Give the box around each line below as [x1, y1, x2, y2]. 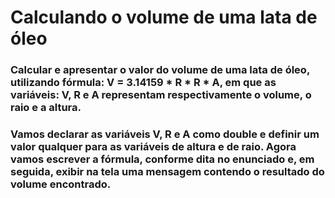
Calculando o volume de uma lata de [10, 6, 318, 29]
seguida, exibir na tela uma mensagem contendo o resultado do [10, 165, 325, 179]
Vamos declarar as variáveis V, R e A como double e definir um [10, 127, 320, 141]
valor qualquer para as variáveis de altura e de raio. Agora [10, 140, 297, 154]
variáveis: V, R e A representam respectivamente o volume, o [10, 88, 312, 102]
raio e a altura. [10, 101, 82, 115]
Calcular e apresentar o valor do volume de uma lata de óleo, [10, 63, 310, 77]
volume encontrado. [10, 177, 112, 191]
